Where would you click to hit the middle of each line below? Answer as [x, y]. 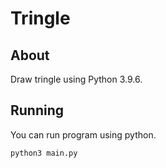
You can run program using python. [83, 134]
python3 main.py [44, 153]
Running [37, 110]
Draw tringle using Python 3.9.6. [76, 79]
